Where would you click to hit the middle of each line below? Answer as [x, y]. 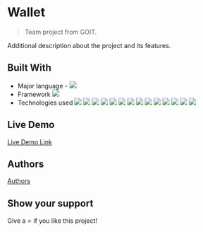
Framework [34, 94]
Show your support [50, 203]
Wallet [26, 12]
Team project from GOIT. [61, 32]
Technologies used [45, 103]
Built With [29, 68]
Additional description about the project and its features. [89, 45]
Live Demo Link [30, 141]
